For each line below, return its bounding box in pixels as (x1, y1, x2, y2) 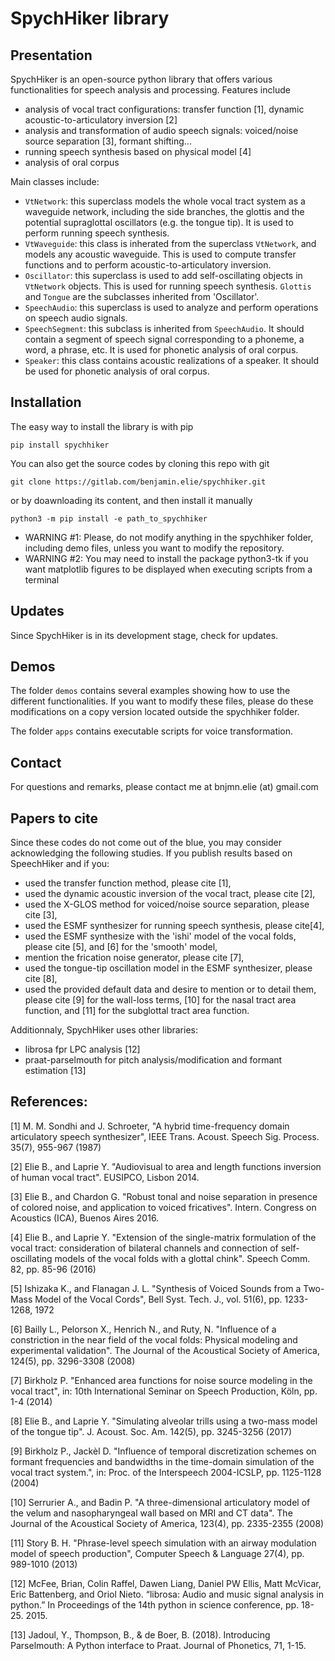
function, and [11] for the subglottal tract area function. (24, 1005, 250, 1017)
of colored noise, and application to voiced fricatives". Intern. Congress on (10, 1201, 317, 1213)
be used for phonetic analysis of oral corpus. (24, 365, 210, 377)
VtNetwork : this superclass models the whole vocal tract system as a (24, 195, 306, 207)
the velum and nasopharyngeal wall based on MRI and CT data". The (10, 1507, 293, 1519)
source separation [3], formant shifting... (24, 135, 192, 147)
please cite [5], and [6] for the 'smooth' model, (24, 941, 218, 953)
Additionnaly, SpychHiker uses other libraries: (10, 1024, 198, 1036)
